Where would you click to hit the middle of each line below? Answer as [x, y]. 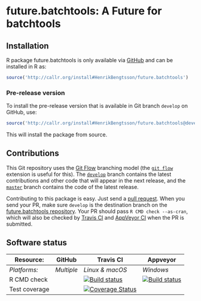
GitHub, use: [22, 113]
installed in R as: [26, 66]
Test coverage [29, 289]
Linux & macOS [105, 269]
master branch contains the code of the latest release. [72, 187]
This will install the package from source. [57, 135]
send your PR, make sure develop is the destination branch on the [87, 205]
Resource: [29, 260]
